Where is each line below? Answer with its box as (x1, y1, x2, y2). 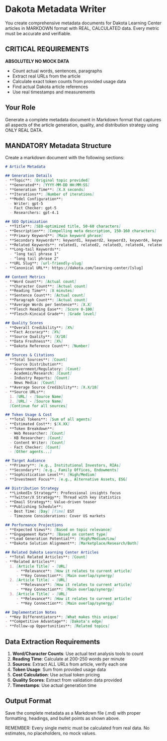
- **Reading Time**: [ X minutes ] (5, 288, 75, 293)
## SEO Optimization (5, 219, 48, 224)
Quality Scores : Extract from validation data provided (12, 677, 122, 683)
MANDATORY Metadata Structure (5, 141, 112, 150)
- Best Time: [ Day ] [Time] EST (9, 509, 75, 514)
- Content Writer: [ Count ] (9, 440, 66, 445)
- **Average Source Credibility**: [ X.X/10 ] (5, 385, 99, 390)
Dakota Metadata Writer (5, 3, 106, 15)
